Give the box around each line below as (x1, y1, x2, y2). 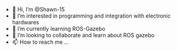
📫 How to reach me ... (12, 38, 69, 46)
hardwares (12, 19, 40, 25)
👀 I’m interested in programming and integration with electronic (12, 12, 171, 19)
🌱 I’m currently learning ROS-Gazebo (12, 25, 106, 32)
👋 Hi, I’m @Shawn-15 (12, 6, 65, 13)
